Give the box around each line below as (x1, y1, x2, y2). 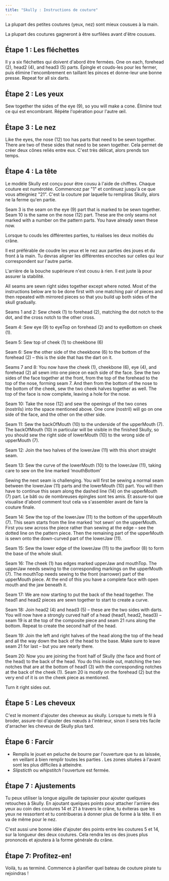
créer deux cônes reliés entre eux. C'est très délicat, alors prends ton (5, 147, 149, 153)
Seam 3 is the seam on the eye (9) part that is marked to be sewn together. (5, 206, 161, 212)
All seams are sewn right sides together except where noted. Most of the (5, 283, 157, 289)
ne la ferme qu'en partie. (5, 196, 57, 202)
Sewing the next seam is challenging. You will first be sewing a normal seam (5, 477, 164, 483)
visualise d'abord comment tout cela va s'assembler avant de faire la (5, 499, 148, 505)
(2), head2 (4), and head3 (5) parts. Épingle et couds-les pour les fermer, (5, 64, 157, 71)
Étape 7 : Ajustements (5, 782, 76, 790)
